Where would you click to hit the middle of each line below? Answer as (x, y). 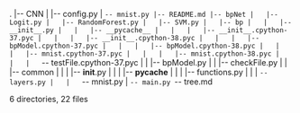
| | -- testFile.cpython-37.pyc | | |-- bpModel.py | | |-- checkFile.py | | (149, 62)
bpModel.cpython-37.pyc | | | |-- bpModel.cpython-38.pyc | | (145, 46)
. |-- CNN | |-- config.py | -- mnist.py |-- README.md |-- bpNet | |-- (144, 14)
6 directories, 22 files (49, 99)
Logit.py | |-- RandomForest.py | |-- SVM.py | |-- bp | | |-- (151, 22)
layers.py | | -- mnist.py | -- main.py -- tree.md (111, 82)
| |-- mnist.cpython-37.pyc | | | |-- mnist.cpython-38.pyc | (145, 54)
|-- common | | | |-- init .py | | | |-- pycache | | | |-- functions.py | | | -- (139, 72)
